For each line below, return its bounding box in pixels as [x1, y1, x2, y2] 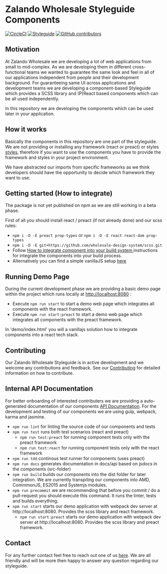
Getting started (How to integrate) [5, 189, 113, 197]
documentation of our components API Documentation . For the [27, 403, 157, 409]
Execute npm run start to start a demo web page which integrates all [12, 301, 155, 307]
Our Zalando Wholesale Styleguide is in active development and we [5, 359, 144, 365]
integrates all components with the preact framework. [12, 316, 123, 323]
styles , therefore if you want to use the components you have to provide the [5, 149, 161, 155]
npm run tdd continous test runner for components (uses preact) [12, 455, 145, 461]
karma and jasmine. [5, 413, 46, 419]
